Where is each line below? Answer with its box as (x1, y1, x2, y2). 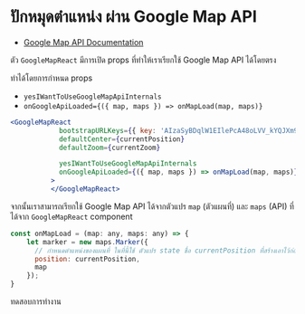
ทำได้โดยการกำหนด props (10, 72, 93, 83)
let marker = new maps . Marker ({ (26, 237, 148, 246)
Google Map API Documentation (23, 36, 144, 47)
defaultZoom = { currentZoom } (58, 143, 161, 152)
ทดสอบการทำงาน (10, 296, 62, 307)
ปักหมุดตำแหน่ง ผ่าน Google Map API (10, 6, 257, 27)
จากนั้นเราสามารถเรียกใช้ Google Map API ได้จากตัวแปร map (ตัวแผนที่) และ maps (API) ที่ (10, 201, 295, 212)
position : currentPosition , (33, 254, 141, 263)
